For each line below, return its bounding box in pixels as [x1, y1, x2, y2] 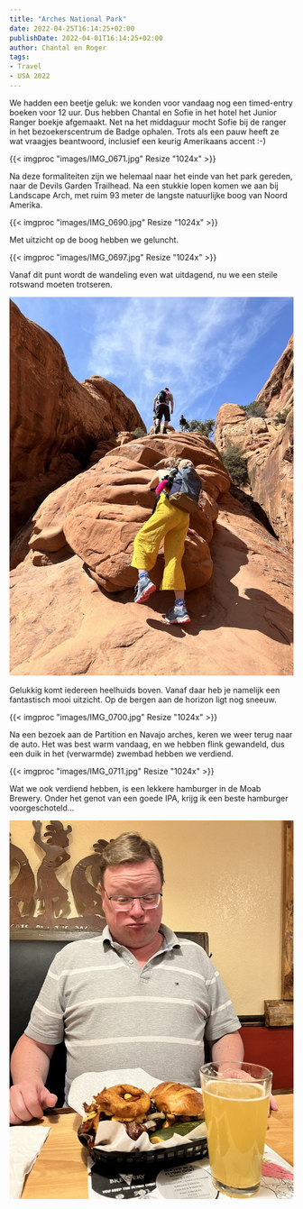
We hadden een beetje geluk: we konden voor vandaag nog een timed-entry [9, 97, 293, 108]
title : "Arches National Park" [9, 14, 127, 23]
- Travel [9, 62, 42, 71]
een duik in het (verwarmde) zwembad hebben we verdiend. [9, 748, 234, 759]
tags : [9, 52, 30, 62]
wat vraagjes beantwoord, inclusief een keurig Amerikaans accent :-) [9, 135, 266, 146]
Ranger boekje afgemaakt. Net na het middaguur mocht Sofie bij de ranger [9, 116, 287, 127]
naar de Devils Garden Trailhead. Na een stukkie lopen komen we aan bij [9, 180, 279, 191]
